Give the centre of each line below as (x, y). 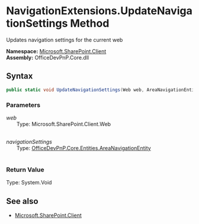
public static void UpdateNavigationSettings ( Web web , (75, 90)
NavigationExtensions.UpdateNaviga (99, 11)
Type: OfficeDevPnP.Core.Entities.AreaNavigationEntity (84, 148)
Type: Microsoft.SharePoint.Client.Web (64, 124)
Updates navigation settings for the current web (65, 40)
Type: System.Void (29, 183)
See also (22, 201)
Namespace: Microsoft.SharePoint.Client (56, 51)
